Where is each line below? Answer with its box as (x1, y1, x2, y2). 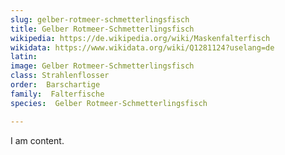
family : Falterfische (10, 89, 105, 99)
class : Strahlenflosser (10, 71, 110, 81)
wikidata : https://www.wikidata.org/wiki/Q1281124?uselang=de (10, 42, 275, 53)
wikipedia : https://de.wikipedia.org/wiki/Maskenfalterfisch (10, 33, 271, 43)
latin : (10, 52, 38, 62)
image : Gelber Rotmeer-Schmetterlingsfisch (10, 61, 195, 71)
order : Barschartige (10, 80, 101, 90)
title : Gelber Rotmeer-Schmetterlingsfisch (10, 24, 195, 34)
